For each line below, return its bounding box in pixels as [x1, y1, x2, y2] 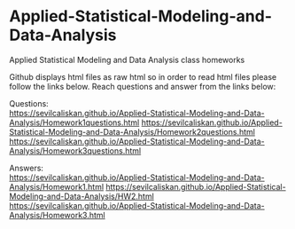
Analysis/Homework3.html [9, 209, 105, 220]
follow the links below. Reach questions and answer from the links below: [9, 81, 276, 91]
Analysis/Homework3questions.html [9, 145, 142, 156]
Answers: [9, 162, 44, 173]
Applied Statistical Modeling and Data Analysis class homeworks [9, 54, 245, 65]
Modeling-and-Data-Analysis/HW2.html [9, 191, 155, 201]
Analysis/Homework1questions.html [9, 117, 140, 128]
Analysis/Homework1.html [9, 181, 105, 192]
